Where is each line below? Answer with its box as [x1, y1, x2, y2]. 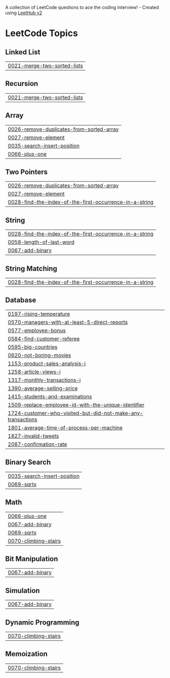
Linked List [5, 48, 40, 56]
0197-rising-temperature [8, 310, 70, 317]
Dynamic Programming [5, 618, 79, 627]
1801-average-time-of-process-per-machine [8, 424, 123, 431]
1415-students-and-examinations [8, 393, 92, 400]
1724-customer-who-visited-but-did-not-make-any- [8, 409, 143, 417]
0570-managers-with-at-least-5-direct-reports [8, 318, 128, 326]
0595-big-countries [8, 343, 58, 350]
